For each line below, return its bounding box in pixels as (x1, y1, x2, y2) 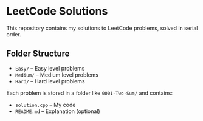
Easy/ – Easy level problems (15, 64, 85, 72)
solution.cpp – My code (15, 101, 76, 108)
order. (6, 30, 21, 38)
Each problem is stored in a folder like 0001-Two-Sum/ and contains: (6, 89, 173, 97)
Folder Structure (6, 49, 70, 59)
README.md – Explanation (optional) (15, 108, 100, 115)
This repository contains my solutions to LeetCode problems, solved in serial (6, 24, 198, 32)
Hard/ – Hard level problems (15, 77, 85, 85)
